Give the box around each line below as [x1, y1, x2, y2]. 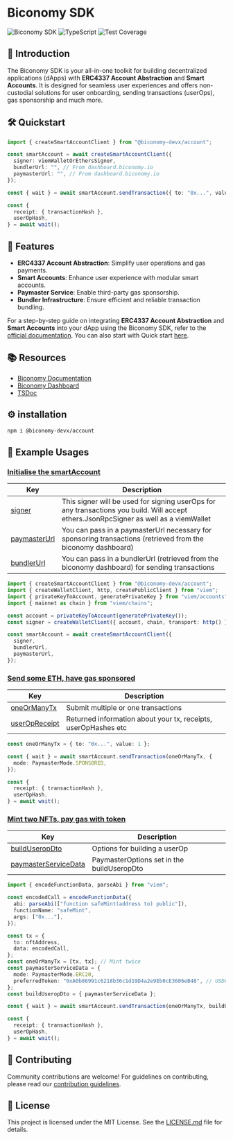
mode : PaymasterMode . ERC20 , [13, 971, 95, 978]
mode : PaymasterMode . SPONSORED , [13, 759, 107, 767]
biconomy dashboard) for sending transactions [61, 563, 215, 573]
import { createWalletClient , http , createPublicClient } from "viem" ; [7, 587, 218, 594]
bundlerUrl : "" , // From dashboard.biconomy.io [13, 164, 154, 171]
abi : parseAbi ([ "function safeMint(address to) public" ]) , [13, 901, 188, 907]
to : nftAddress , [13, 939, 60, 946]
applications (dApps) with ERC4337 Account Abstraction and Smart [7, 73, 205, 82]
